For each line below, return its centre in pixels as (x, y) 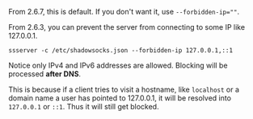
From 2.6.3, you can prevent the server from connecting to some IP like (126, 27)
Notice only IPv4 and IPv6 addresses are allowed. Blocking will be (118, 65)
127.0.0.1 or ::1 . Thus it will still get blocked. (84, 107)
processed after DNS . (45, 74)
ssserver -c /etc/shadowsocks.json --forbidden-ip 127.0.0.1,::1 (120, 51)
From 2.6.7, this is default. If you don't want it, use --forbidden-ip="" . (124, 12)
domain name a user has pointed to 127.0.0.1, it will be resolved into (120, 98)
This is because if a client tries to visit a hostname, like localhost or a (124, 89)
